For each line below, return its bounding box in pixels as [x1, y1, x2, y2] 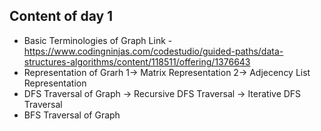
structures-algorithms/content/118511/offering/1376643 [23, 55, 251, 68]
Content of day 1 [9, 8, 114, 25]
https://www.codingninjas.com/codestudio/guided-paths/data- [23, 45, 284, 57]
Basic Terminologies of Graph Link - [23, 34, 173, 46]
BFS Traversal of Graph [23, 109, 121, 121]
